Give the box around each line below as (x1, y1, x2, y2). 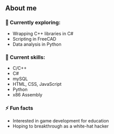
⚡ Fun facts (5, 104, 34, 111)
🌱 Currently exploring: (5, 19, 61, 26)
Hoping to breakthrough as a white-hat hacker (12, 123, 109, 129)
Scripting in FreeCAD (12, 36, 56, 42)
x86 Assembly (12, 91, 43, 97)
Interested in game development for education (12, 118, 109, 124)
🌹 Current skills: (5, 54, 45, 61)
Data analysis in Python (12, 41, 62, 47)
